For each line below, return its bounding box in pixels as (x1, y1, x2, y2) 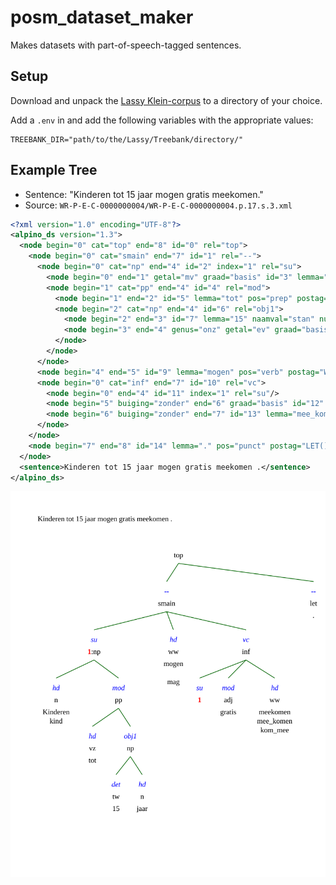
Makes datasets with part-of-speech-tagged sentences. (10, 39, 242, 51)
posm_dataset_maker (10, 6, 194, 29)
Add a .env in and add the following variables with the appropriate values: (10, 114, 314, 126)
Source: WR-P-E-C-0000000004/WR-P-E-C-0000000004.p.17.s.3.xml (24, 199, 293, 211)
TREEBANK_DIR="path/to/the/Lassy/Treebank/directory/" (10, 134, 244, 145)
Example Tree (10, 162, 98, 179)
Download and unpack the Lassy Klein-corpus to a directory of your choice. (10, 94, 323, 106)
